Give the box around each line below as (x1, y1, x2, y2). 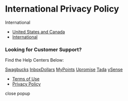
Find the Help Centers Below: (5, 57, 64, 63)
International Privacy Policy (5, 3, 119, 15)
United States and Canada (12, 29, 65, 34)
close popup (5, 91, 30, 97)
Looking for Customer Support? (5, 46, 82, 53)
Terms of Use (12, 76, 40, 82)
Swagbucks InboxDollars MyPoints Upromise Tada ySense (5, 67, 123, 72)
